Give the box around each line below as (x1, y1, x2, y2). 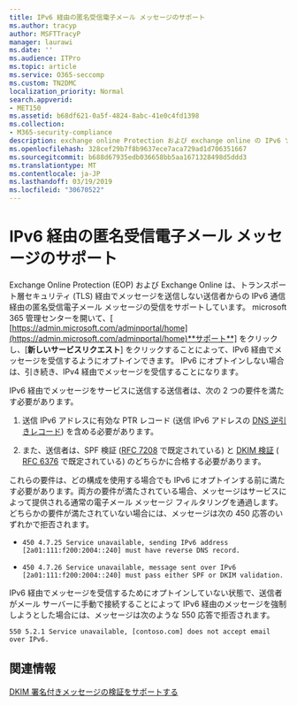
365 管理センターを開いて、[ (9, 312, 113, 323)
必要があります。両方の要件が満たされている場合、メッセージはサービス (16, 486, 279, 496)
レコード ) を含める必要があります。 (29, 425, 159, 436)
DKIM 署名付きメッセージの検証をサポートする (9, 686, 179, 697)
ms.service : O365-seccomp (9, 71, 104, 80)
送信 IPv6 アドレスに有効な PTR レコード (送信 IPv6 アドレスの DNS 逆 (21, 415, 279, 425)
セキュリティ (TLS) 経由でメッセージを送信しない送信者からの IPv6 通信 (24, 290, 286, 301)
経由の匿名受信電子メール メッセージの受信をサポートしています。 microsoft (9, 302, 287, 312)
